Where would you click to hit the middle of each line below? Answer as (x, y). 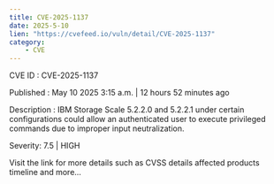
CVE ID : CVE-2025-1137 (54, 75)
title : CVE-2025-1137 (49, 17)
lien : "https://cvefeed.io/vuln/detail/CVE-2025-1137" (112, 34)
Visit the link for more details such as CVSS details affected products (134, 163)
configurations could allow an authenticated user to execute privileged (138, 119)
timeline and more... (46, 172)
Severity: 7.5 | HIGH (45, 146)
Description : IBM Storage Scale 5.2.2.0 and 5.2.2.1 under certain (127, 110)
